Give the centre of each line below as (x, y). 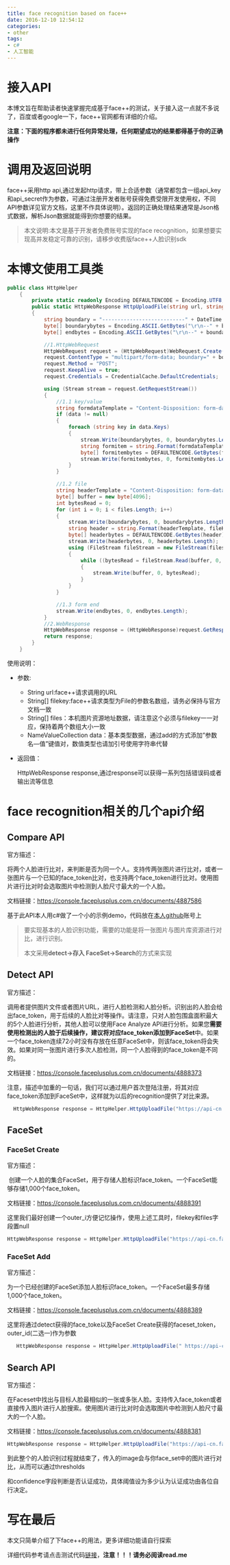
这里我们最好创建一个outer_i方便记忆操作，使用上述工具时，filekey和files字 (113, 1218)
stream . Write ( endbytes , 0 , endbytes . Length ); (122, 611)
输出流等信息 (35, 781)
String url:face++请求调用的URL (72, 692)
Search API (31, 1367)
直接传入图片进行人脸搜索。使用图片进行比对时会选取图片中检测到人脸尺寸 (112, 1408)
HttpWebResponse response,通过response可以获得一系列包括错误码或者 (119, 773)
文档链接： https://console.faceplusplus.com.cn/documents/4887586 (104, 901)
